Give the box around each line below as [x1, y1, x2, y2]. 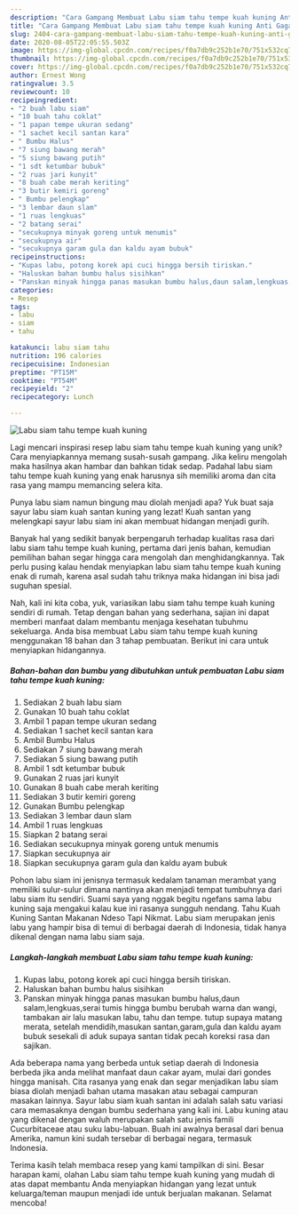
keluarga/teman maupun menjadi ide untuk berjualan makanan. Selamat [10, 1187, 272, 1198]
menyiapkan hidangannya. [10, 645, 106, 655]
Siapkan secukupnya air [22, 848, 111, 859]
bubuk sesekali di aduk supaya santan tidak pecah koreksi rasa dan [22, 1030, 270, 1041]
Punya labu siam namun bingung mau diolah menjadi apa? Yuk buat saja [10, 497, 274, 508]
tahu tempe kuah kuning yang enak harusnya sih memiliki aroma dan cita [10, 470, 276, 481]
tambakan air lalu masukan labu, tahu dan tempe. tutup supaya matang [22, 1011, 283, 1022]
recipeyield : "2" [10, 384, 75, 394]
